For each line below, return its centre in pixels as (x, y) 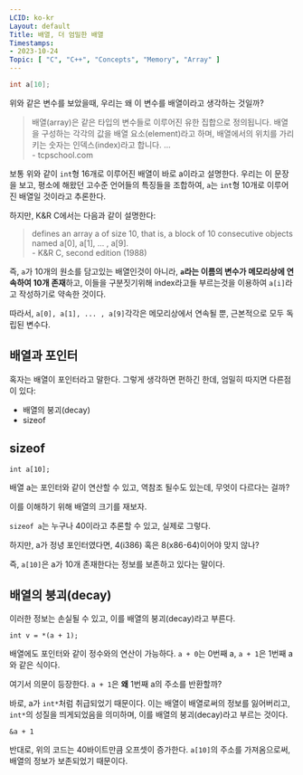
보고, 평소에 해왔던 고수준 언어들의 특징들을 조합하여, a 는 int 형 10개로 (142, 184)
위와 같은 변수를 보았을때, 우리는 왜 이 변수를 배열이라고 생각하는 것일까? (137, 103)
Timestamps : (32, 43)
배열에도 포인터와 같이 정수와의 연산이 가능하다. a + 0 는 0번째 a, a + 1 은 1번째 (148, 654)
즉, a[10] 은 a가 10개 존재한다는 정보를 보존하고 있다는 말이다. (118, 564)
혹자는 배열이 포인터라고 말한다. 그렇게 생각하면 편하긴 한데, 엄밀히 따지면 (138, 379)
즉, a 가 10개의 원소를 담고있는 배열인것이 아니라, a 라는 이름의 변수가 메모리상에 (147, 271)
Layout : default (40, 26)
